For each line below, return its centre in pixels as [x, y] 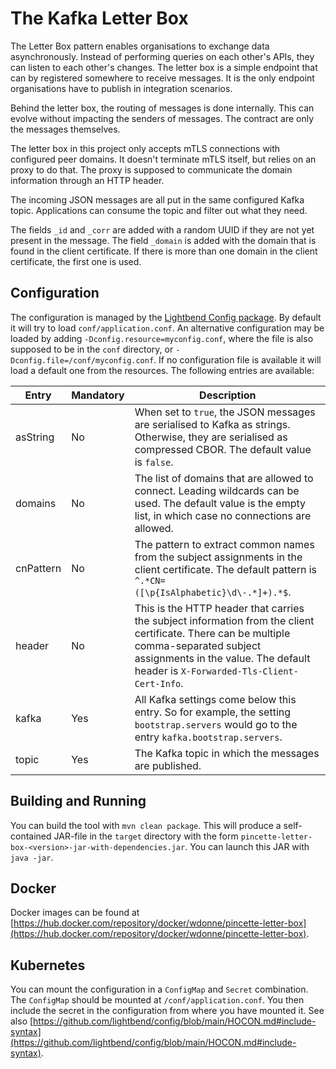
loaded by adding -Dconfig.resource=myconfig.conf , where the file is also [162, 338]
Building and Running [78, 801]
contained [31, 836]
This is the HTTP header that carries [219, 608]
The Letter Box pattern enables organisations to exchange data [140, 46]
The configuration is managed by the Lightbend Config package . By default [166, 317]
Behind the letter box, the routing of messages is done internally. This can [162, 108]
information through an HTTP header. [87, 180]
